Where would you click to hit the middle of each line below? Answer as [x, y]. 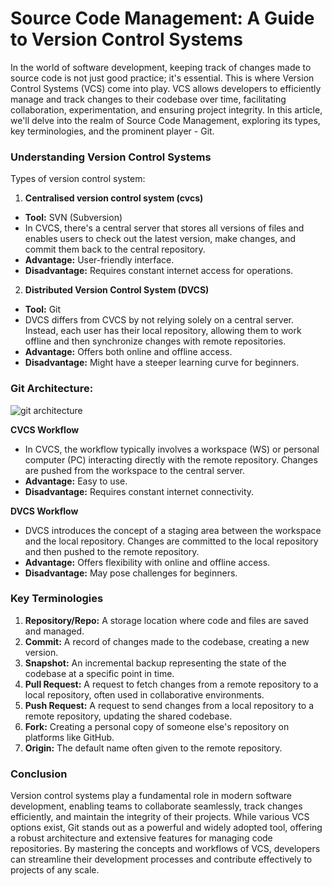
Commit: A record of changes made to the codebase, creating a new [167, 641]
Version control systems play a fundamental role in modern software [151, 796]
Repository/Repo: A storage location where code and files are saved [166, 620]
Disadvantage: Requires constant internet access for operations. [159, 271]
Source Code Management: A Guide [162, 18]
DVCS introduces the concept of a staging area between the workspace [173, 530]
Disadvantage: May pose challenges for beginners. [131, 573]
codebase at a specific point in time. [99, 673]
